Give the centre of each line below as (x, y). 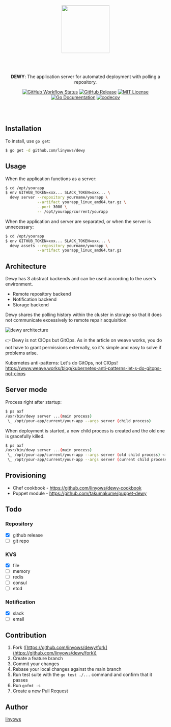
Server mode (26, 390)
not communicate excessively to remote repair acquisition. (67, 320)
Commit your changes (36, 664)
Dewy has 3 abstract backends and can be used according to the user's (81, 279)
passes (20, 680)
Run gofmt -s (26, 686)
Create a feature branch (38, 659)
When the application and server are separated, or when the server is (78, 221)
